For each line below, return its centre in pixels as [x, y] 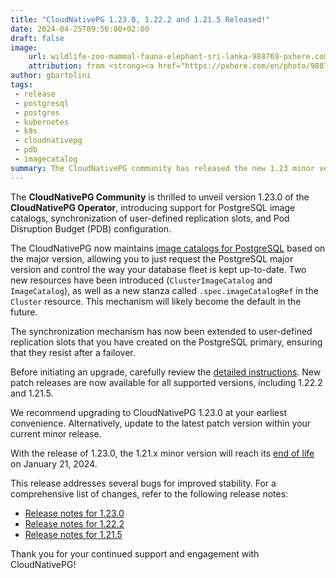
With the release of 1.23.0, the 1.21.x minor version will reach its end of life [162, 453]
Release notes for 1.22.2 [74, 523]
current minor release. [56, 433]
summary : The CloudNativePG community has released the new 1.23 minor [162, 168]
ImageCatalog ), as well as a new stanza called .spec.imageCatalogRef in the [164, 290]
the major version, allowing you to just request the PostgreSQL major [152, 258]
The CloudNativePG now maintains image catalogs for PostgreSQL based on [168, 248]
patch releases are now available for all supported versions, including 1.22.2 [166, 382]
